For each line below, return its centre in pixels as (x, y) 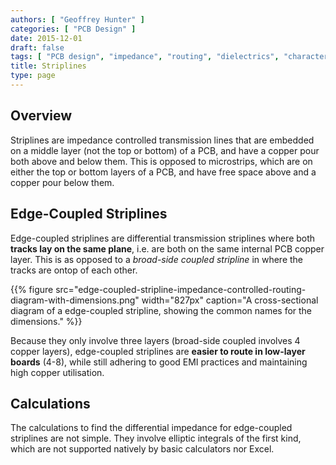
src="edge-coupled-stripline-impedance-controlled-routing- (181, 289)
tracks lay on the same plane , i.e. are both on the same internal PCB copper (167, 248)
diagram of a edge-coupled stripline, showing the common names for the (161, 310)
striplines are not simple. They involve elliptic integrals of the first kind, (156, 438)
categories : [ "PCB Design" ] (73, 29)
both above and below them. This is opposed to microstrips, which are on (161, 161)
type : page (33, 76)
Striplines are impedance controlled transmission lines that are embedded (162, 140)
